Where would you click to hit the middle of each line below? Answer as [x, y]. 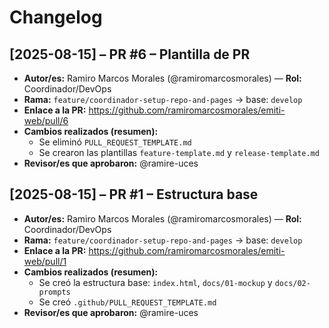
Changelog [56, 17]
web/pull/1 [45, 261]
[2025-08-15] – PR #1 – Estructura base [134, 194]
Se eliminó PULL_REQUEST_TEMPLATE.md [115, 142]
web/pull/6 [46, 120]
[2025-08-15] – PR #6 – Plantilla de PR [130, 54]
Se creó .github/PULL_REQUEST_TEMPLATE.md [127, 302]
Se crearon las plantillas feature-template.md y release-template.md [179, 152]
